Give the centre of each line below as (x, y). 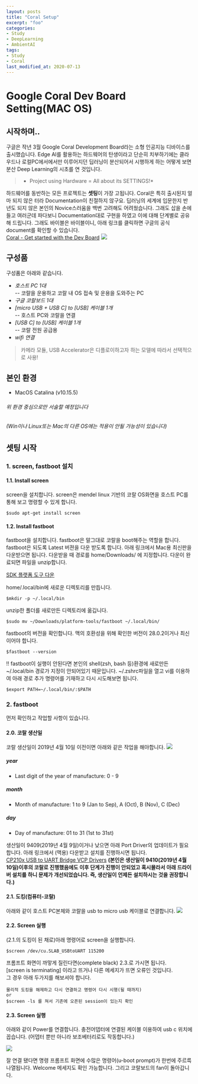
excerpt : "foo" (25, 22)
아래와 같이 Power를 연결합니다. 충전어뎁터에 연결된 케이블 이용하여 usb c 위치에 (99, 1030)
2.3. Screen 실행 (26, 1015)
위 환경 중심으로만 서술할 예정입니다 (47, 406)
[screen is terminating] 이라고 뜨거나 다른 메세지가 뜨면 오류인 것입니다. (90, 970)
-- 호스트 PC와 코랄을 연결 (45, 315)
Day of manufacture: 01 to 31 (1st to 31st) (64, 833)
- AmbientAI (21, 45)
